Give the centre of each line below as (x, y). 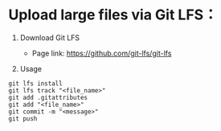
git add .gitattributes (48, 97)
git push (23, 119)
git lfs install (35, 84)
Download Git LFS (50, 37)
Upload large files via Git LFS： (113, 15)
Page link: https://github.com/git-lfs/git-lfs (102, 53)
